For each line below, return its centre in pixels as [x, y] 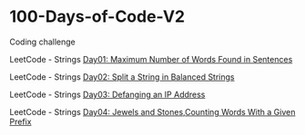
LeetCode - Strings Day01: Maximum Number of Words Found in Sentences [151, 59]
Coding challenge [42, 42]
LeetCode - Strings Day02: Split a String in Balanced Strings [122, 77]
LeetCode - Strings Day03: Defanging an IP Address [107, 94]
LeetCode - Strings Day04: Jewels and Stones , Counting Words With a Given [152, 111]
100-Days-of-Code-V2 [97, 17]
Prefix [20, 121]
